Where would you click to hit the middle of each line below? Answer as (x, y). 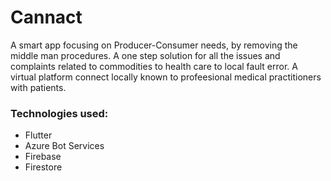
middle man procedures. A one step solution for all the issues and (145, 55)
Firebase (43, 157)
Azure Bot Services (64, 146)
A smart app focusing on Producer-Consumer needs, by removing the (154, 45)
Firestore (43, 167)
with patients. (38, 87)
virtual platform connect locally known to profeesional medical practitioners (166, 77)
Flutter (38, 135)
